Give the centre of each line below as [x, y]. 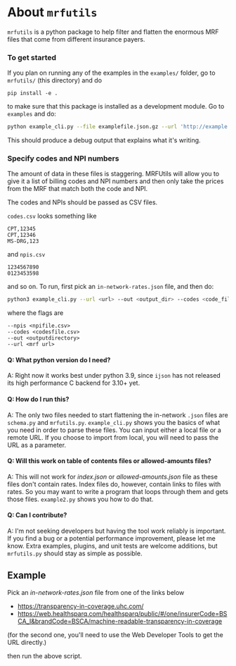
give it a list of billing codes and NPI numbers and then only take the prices [116, 181]
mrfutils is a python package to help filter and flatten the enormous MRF [113, 32]
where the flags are [35, 313]
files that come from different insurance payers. [76, 39]
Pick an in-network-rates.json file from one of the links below [96, 592]
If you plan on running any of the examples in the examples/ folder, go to [111, 73]
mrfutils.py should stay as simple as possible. [75, 553]
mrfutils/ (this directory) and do [55, 80]
